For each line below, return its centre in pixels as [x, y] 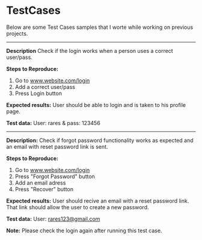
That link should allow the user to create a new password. [78, 207]
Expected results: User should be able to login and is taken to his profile [96, 105]
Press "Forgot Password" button [55, 176]
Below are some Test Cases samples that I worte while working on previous [100, 27]
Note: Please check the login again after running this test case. [84, 230]
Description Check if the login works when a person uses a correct [90, 51]
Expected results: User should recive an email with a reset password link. [98, 201]
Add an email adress [40, 183]
